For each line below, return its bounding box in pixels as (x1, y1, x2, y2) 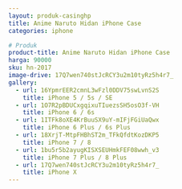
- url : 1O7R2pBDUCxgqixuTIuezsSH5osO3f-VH (15, 101, 160, 109)
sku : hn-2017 (8, 64, 52, 72)
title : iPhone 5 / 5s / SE (22, 93, 113, 101)
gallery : (8, 78, 38, 87)
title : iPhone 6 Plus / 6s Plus (22, 124, 131, 132)
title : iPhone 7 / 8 (22, 138, 91, 146)
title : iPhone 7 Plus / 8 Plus (22, 154, 127, 162)
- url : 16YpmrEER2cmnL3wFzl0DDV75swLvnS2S (15, 86, 160, 94)
